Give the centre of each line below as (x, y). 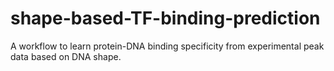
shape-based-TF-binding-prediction (165, 18)
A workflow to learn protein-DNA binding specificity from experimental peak (167, 46)
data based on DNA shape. (66, 56)
